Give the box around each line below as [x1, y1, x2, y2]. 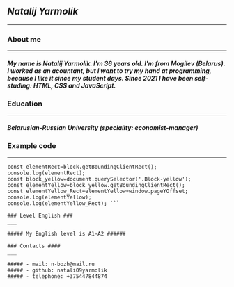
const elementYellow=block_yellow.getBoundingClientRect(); [7, 181, 186, 188]
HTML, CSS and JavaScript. [33, 81, 116, 90]
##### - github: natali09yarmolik [7, 267, 108, 274]
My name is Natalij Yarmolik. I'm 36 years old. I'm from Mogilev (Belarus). [7, 59, 226, 67]
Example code [7, 141, 56, 151]
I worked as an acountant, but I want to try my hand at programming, [7, 66, 212, 75]
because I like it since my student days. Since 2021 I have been [7, 74, 194, 82]
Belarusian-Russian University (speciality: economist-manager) [7, 124, 198, 132]
